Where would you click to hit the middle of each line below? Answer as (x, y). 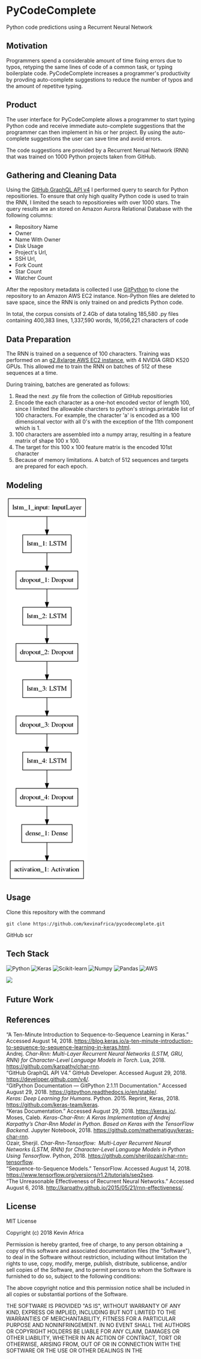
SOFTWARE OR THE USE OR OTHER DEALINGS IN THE (74, 1350)
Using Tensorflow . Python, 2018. (46, 1155)
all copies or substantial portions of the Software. (67, 1294)
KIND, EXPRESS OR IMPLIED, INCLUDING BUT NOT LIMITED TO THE (91, 1312)
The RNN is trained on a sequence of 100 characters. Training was (88, 354)
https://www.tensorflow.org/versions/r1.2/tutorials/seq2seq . (80, 1175)
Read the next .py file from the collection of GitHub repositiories (94, 396)
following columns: (29, 215)
